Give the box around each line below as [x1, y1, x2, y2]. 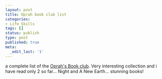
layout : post [5, 7, 33, 12]
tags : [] [5, 26, 24, 31]
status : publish [5, 30, 39, 35]
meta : [5, 44, 17, 49]
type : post [5, 35, 28, 40]
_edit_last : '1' [10, 49, 44, 54]
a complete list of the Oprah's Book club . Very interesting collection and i [5, 63, 157, 69]
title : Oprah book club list [5, 12, 67, 17]
